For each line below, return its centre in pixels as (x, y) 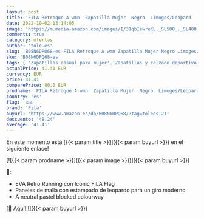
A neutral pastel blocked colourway (59, 197)
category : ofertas (29, 40)
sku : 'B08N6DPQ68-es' (34, 57)
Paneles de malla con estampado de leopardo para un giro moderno (100, 190)
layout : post (23, 12)
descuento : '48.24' (31, 119)
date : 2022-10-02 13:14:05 (40, 23)
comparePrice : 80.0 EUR (36, 86)
